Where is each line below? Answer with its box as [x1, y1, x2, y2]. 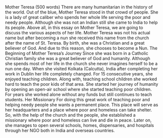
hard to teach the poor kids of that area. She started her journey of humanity [5, 81, 159, 87]
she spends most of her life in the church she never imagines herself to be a [5, 61, 158, 66]
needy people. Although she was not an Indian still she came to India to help [5, 19, 158, 25]
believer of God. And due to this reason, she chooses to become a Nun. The [5, 46, 158, 51]
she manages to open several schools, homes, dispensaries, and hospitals [5, 123, 154, 128]
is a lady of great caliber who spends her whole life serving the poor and [5, 15, 151, 20]
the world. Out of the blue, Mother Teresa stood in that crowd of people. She [5, 9, 159, 15]
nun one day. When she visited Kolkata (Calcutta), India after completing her [5, 66, 158, 72]
